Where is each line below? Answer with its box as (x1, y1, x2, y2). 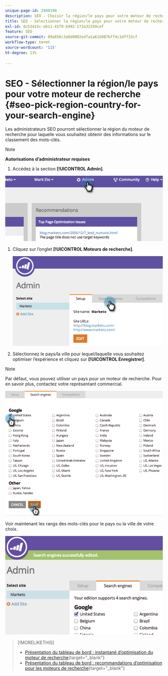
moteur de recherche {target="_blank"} (24, 654, 105, 660)
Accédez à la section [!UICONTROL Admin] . (12, 166, 104, 172)
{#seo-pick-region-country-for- (5, 99, 141, 110)
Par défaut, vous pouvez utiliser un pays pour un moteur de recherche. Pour (5, 376, 162, 382)
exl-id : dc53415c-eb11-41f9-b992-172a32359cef (5, 24, 104, 29)
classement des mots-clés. (5, 137, 61, 143)
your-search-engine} (5, 110, 95, 121)
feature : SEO (5, 29, 32, 35)
